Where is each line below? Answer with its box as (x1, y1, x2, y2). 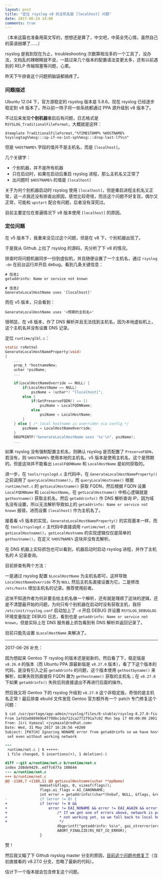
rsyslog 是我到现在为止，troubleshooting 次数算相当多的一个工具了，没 (5, 51, 147, 57)
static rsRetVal (5, 345, 38, 350)
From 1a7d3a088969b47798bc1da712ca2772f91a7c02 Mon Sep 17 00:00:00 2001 (5, 716, 158, 721)
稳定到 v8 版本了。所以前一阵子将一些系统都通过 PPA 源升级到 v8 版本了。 (5, 105, 154, 111)
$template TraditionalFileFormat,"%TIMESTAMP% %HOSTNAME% (5, 130, 125, 136)
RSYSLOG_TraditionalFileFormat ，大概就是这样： (5, 121, 102, 127)
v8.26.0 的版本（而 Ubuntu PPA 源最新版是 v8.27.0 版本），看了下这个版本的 (5, 661, 157, 667)
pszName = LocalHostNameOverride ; (22, 425, 92, 431)
